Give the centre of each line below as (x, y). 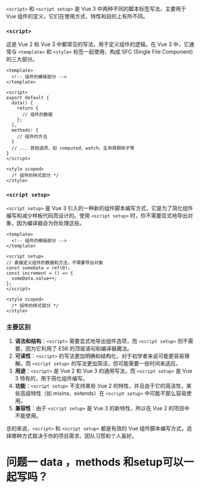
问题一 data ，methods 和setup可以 (95, 462)
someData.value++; (35, 278)
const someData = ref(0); (38, 268)
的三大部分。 (22, 59)
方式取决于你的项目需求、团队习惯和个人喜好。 (79, 435)
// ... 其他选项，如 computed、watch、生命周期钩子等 (73, 148)
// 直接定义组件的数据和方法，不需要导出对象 (55, 263)
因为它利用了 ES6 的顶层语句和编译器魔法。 (79, 348)
